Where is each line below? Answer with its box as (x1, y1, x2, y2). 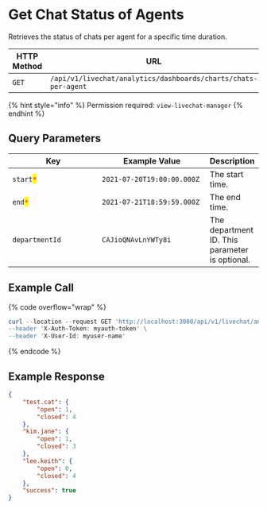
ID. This (209, 234, 238, 245)
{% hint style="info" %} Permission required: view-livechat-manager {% (8, 100, 244, 110)
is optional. (209, 254, 250, 265)
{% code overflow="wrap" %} (8, 302, 107, 311)
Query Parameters (8, 132, 102, 145)
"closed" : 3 (37, 442, 77, 450)
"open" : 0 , (37, 465, 73, 472)
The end (209, 191, 241, 202)
